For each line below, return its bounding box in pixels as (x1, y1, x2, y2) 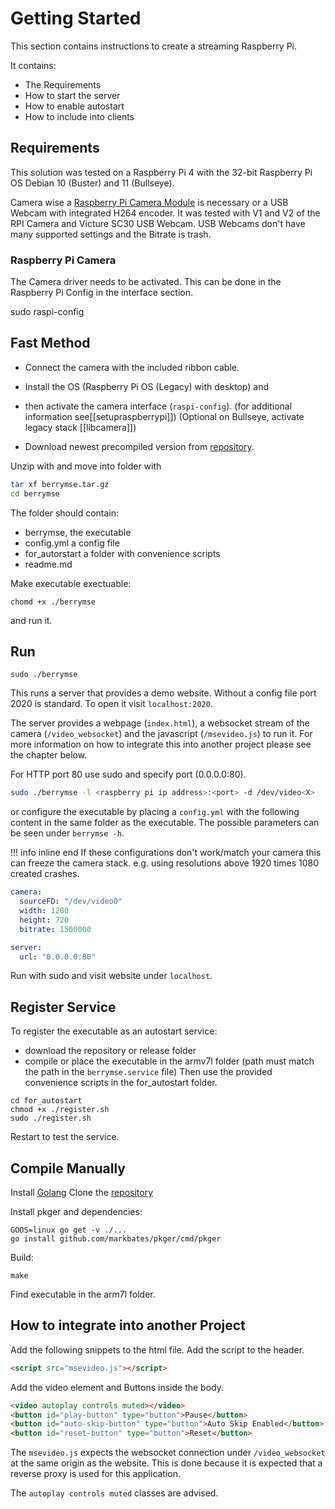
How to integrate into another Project (10, 1317, 246, 1334)
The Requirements (24, 78, 102, 91)
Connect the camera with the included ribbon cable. (24, 361, 240, 373)
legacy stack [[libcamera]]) (24, 421, 137, 433)
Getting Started (10, 7, 142, 30)
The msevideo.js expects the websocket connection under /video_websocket (10, 1447, 326, 1459)
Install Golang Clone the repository (10, 1187, 154, 1199)
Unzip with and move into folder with (10, 460, 162, 472)
